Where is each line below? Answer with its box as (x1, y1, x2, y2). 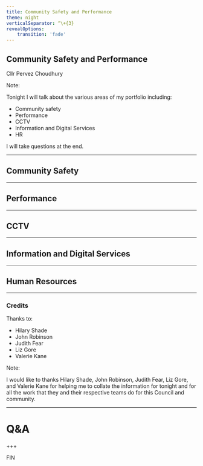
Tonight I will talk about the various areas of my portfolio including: (6, 93, 172, 101)
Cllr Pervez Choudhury (6, 70, 63, 77)
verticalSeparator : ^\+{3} (6, 20, 74, 26)
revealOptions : (6, 25, 45, 32)
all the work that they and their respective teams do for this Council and (6, 389, 184, 396)
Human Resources (6, 276, 77, 287)
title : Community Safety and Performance (6, 8, 112, 15)
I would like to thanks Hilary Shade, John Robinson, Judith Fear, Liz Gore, (6, 376, 188, 384)
